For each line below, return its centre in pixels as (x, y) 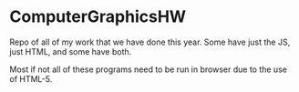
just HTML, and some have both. (71, 51)
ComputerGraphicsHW (98, 17)
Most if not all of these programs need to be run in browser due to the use (148, 69)
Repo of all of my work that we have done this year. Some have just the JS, (150, 42)
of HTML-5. (31, 78)
